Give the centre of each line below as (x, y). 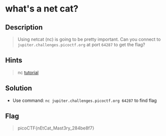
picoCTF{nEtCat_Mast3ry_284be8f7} (56, 128)
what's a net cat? (42, 9)
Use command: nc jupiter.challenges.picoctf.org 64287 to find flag (85, 100)
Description (24, 27)
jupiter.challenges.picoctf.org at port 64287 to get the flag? (81, 45)
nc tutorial (28, 72)
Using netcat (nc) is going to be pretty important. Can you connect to (89, 39)
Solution (19, 88)
